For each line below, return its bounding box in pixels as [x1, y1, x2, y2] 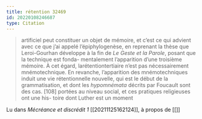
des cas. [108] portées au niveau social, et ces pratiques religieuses [21, 88, 191, 95]
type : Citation [6, 20, 45, 26]
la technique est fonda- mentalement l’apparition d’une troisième [21, 56, 183, 63]
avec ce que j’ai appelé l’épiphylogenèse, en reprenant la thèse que [21, 43, 189, 50]
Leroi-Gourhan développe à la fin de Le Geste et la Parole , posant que [21, 50, 196, 57]
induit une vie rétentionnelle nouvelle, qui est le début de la [21, 75, 168, 82]
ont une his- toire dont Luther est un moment [21, 94, 134, 101]
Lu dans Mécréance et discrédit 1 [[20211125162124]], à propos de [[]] [6, 106, 180, 114]
